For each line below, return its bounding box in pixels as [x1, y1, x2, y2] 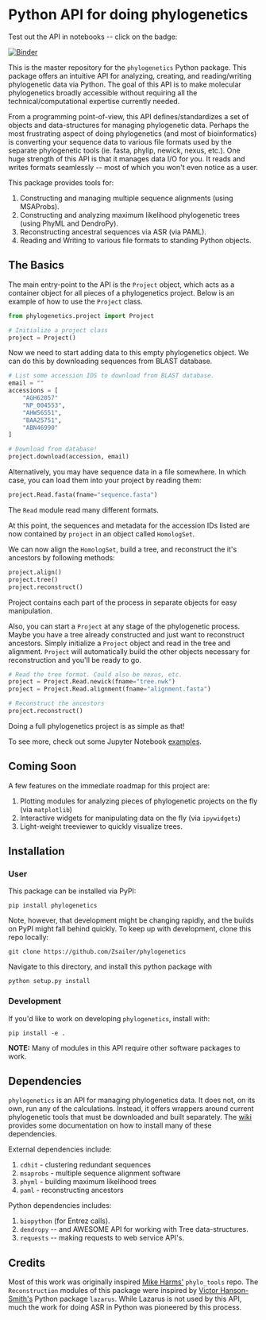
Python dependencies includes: [8, 1201, 112, 1210]
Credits [8, 1256, 46, 1269]
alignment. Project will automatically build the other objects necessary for [8, 646, 251, 656]
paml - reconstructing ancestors [19, 1186, 125, 1195]
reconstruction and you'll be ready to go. [8, 655, 141, 664]
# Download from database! [8, 445, 98, 454]
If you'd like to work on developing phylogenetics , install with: [8, 1013, 210, 1023]
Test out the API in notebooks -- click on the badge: [8, 32, 178, 41]
